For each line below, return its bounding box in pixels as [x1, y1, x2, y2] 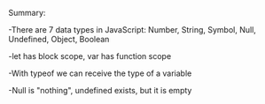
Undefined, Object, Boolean [8, 34, 110, 44]
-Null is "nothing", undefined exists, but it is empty [8, 85, 192, 95]
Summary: [8, 8, 46, 18]
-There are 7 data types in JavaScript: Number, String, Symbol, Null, [8, 25, 256, 34]
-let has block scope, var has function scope [8, 51, 172, 61]
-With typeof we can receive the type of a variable [8, 68, 192, 78]
